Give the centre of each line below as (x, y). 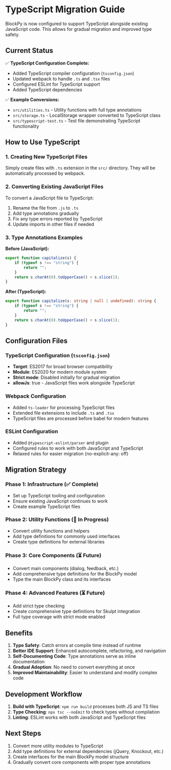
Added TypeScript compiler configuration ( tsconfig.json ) (73, 73)
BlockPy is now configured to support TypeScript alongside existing (77, 24)
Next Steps (23, 733)
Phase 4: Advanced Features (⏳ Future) (55, 593)
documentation (29, 662)
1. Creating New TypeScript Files (46, 157)
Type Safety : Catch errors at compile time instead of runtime (77, 645)
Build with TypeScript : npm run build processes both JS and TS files (86, 706)
